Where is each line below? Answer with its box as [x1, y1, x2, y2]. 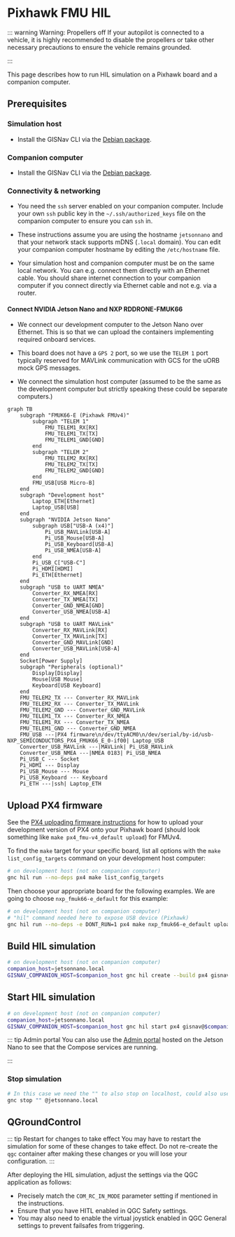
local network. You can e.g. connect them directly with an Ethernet [17, 267, 210, 275]
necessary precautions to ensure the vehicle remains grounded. [7, 43, 192, 51]
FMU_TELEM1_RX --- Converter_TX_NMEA [20, 719, 130, 726]
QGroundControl [7, 1116, 82, 1128]
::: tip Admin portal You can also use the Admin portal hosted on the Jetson [7, 1036, 224, 1044]
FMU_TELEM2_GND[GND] [44, 467, 105, 474]
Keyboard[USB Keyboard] [32, 682, 101, 689]
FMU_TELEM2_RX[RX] [44, 455, 99, 462]
